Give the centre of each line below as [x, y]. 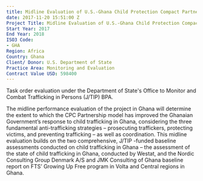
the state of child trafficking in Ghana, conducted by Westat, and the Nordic [100, 154]
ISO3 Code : [20, 40]
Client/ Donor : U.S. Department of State [59, 62]
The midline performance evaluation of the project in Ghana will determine [99, 109]
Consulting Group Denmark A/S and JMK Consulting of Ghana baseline [95, 160]
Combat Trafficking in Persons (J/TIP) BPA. [60, 97]
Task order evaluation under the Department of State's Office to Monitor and [101, 91]
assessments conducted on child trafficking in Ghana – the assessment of [98, 147]
